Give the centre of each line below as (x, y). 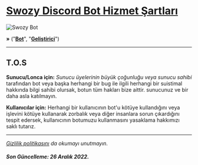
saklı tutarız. (21, 126)
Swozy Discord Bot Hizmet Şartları (92, 11)
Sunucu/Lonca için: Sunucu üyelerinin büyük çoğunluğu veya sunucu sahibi (99, 77)
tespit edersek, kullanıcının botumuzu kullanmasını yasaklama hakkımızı (93, 120)
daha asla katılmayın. (32, 96)
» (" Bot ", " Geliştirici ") (33, 38)
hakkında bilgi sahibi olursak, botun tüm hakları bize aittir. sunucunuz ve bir (97, 89)
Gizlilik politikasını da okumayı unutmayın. (57, 143)
